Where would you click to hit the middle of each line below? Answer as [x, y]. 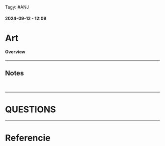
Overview [15, 52]
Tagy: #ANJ [17, 7]
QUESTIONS [31, 109]
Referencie [28, 138]
